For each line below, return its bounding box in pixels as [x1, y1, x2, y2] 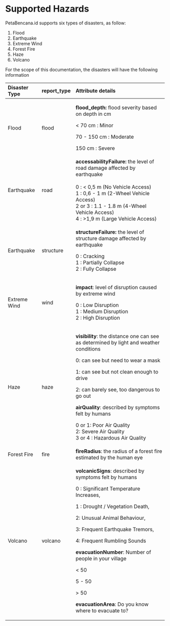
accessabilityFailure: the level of [75, 158, 154, 165]
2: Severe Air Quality [75, 428, 125, 435]
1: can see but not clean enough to [75, 368, 158, 375]
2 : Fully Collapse [75, 265, 116, 272]
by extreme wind [75, 290, 115, 297]
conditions [75, 345, 101, 352]
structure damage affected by [75, 235, 147, 242]
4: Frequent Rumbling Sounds [75, 537, 146, 544]
